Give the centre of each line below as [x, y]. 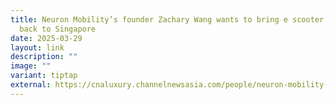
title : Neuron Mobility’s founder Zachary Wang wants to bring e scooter [167, 19]
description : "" [44, 57]
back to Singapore [58, 29]
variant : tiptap [44, 76]
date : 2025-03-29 [46, 38]
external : [31, 85]
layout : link [37, 47]
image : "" [31, 66]
